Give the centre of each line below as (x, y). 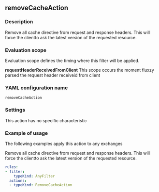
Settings (15, 110)
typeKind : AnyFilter (34, 176)
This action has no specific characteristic (46, 120)
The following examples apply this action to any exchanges (64, 144)
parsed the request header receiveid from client (53, 75)
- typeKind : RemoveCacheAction (41, 185)
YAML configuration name (36, 88)
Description (19, 22)
